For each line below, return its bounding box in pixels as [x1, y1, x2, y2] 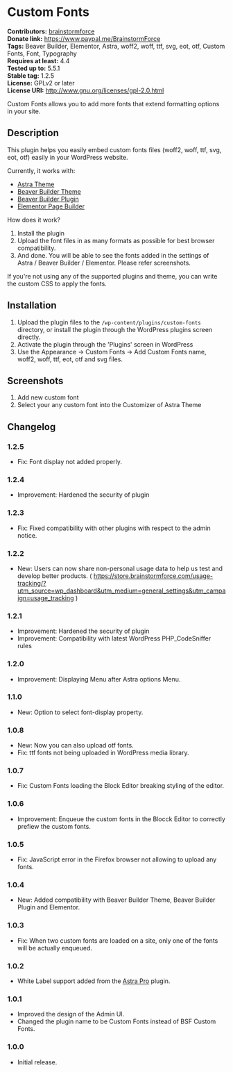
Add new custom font [17, 393, 79, 402]
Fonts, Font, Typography [7, 49, 78, 58]
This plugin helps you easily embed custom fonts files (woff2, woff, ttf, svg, [7, 145, 222, 154]
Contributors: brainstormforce [7, 27, 95, 35]
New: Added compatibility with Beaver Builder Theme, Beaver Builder [17, 896, 216, 904]
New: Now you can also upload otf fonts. [17, 741, 134, 750]
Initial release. [17, 1057, 58, 1066]
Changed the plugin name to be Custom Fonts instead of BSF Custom [17, 1017, 216, 1025]
